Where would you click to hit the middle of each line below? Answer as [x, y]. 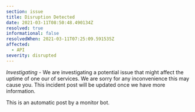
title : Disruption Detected [41, 17]
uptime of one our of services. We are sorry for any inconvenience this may [98, 78]
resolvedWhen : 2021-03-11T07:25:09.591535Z [60, 39]
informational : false [33, 34]
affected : [18, 45]
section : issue [25, 11]
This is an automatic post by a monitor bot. [58, 102]
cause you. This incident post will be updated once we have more [86, 85]
